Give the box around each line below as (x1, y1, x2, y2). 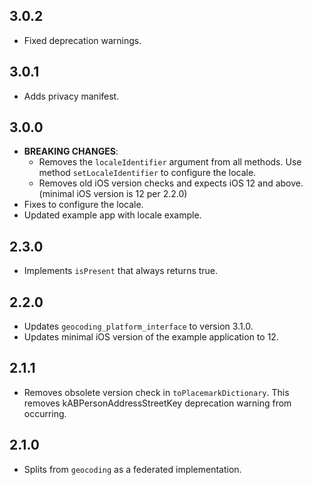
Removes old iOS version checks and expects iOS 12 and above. (38, 177, 304, 189)
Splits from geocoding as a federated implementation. (23, 463, 242, 475)
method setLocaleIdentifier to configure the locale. (38, 167, 257, 179)
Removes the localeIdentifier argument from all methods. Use (38, 156, 302, 168)
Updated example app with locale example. (23, 209, 202, 221)
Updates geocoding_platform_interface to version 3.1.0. (23, 320, 254, 333)
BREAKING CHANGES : (23, 145, 119, 158)
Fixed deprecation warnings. (23, 34, 142, 46)
